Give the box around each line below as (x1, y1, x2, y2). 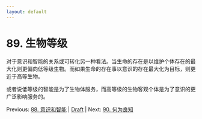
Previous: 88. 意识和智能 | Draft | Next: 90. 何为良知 (6, 106, 133, 113)
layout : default (6, 8, 47, 15)
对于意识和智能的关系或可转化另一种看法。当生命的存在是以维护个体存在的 (6, 58, 191, 65)
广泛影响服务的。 (6, 93, 49, 100)
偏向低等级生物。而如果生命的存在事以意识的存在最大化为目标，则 (26, 65, 191, 72)
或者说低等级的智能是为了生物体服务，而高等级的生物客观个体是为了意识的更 (6, 85, 196, 93)
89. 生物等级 (6, 37, 68, 50)
